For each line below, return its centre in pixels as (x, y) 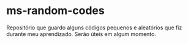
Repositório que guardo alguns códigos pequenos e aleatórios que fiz (94, 28)
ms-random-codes (56, 11)
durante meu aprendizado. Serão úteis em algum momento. (81, 34)
